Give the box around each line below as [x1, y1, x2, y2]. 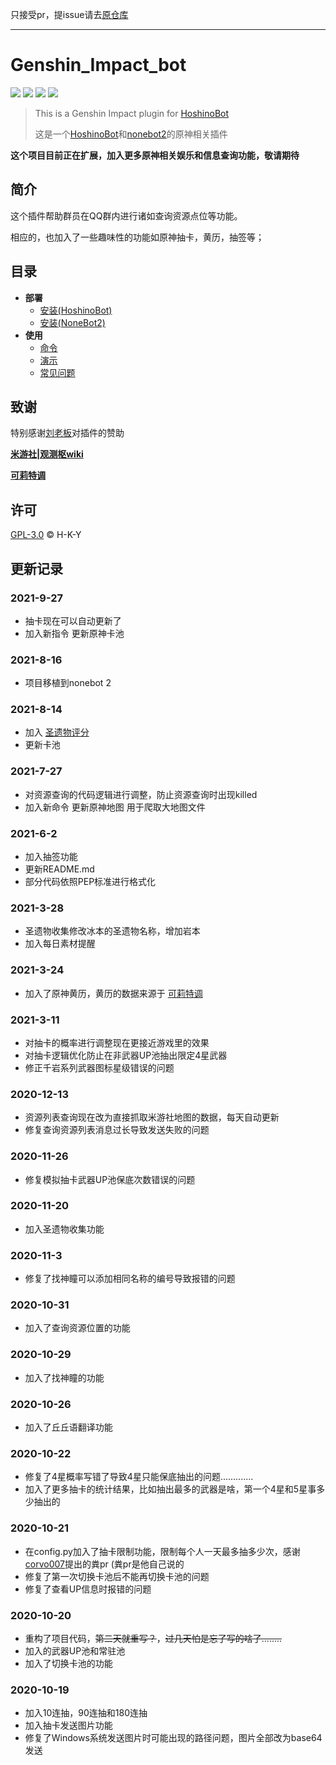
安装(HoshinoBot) [39, 304, 113, 316]
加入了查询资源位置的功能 [24, 1322, 131, 1334]
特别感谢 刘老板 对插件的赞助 [10, 427, 125, 439]
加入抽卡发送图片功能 [24, 1719, 113, 1732]
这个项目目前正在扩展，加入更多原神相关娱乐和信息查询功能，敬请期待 [10, 149, 300, 161]
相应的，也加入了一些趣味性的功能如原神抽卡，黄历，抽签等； [10, 231, 265, 243]
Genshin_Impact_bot [10, 54, 187, 77]
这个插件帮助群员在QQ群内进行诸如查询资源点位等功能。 [10, 209, 243, 222]
